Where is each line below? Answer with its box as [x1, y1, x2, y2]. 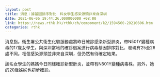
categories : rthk [5, 25, 40, 30]
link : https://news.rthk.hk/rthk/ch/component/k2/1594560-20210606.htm [5, 20, 153, 26]
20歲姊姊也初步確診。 [9, 67, 53, 73]
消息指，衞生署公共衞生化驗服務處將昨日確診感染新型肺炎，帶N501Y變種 [5, 39, 150, 45]
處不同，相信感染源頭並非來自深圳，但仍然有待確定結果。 [5, 51, 120, 57]
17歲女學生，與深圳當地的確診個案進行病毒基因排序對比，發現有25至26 [13, 45, 156, 51]
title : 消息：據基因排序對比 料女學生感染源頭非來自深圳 [5, 12, 107, 16]
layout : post [5, 7, 32, 12]
